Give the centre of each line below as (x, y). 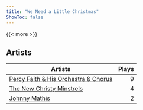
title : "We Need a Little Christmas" (53, 12)
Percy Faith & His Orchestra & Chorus (61, 79)
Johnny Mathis (30, 98)
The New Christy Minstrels (46, 89)
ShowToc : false (25, 17)
